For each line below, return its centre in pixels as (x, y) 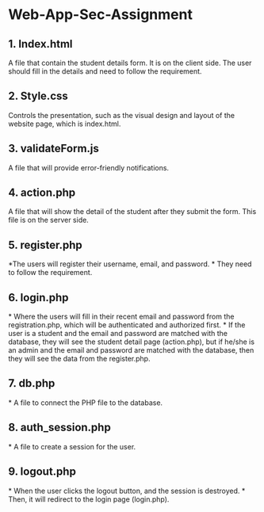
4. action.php (42, 193)
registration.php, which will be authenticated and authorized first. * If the (127, 325)
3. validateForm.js (54, 149)
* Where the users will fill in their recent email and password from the (121, 317)
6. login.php (38, 298)
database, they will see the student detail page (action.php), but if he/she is (132, 342)
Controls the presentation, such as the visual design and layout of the (122, 115)
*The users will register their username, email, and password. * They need (130, 264)
